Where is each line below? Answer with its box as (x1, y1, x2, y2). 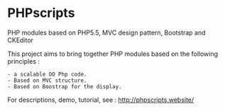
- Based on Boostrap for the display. (7, 83, 122, 90)
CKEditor (7, 35, 34, 44)
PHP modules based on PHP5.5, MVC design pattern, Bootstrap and (7, 28, 206, 37)
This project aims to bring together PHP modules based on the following (7, 49, 219, 58)
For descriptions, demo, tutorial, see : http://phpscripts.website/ (7, 95, 194, 104)
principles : (7, 57, 40, 65)
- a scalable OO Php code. (7, 71, 87, 78)
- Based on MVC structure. (7, 76, 87, 84)
